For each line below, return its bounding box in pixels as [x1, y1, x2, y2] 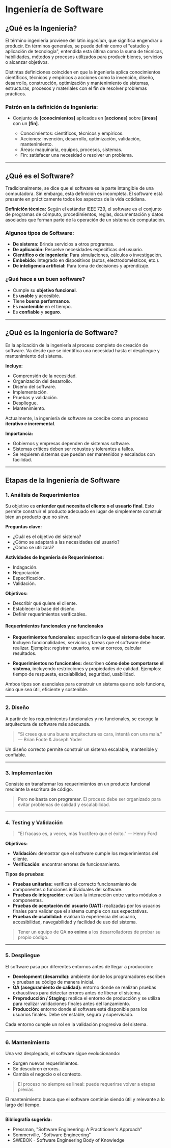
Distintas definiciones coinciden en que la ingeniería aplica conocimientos [5, 69, 161, 75]
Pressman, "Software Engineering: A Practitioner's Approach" [12, 1126, 142, 1132]
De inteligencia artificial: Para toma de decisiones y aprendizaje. [12, 263, 150, 269]
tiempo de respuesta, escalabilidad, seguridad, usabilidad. [12, 671, 135, 677]
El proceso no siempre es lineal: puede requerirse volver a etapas [17, 1081, 156, 1087]
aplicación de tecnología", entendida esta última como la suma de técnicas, [5, 48, 163, 54]
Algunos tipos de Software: [5, 230, 74, 237]
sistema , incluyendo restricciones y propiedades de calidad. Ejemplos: [12, 666, 162, 672]
